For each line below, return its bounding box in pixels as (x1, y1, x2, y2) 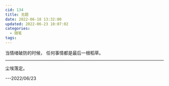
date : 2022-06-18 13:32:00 (5, 17, 62, 22)
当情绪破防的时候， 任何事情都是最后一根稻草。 (5, 50, 104, 56)
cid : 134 (5, 7, 24, 13)
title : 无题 (5, 12, 29, 17)
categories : (5, 26, 30, 31)
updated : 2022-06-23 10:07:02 (5, 21, 69, 27)
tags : (5, 36, 17, 41)
